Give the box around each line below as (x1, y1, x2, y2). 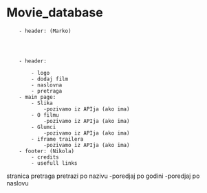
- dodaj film (31, 76, 69, 82)
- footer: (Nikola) (19, 148, 75, 155)
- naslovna (31, 81, 63, 89)
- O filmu (31, 111, 59, 118)
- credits (31, 153, 59, 161)
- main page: (19, 93, 56, 100)
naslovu (6, 179, 29, 187)
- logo (31, 69, 50, 76)
